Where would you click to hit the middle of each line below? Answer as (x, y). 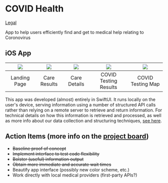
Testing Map (145, 84)
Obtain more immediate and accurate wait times (62, 164)
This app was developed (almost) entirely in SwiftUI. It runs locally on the (80, 99)
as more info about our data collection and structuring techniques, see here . (83, 120)
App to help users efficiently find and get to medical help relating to (74, 32)
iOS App (18, 53)
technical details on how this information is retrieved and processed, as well (83, 115)
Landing (20, 77)
